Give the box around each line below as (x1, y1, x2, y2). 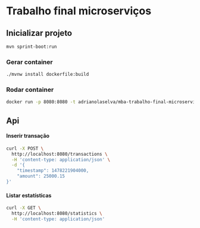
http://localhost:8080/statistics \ (11, 211, 102, 217)
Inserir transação (6, 133, 49, 140)
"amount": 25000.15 (17, 173, 65, 180)
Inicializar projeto (6, 28, 73, 38)
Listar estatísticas (6, 192, 52, 199)
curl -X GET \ (6, 205, 42, 211)
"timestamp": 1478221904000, (17, 168, 89, 174)
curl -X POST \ (6, 145, 44, 152)
